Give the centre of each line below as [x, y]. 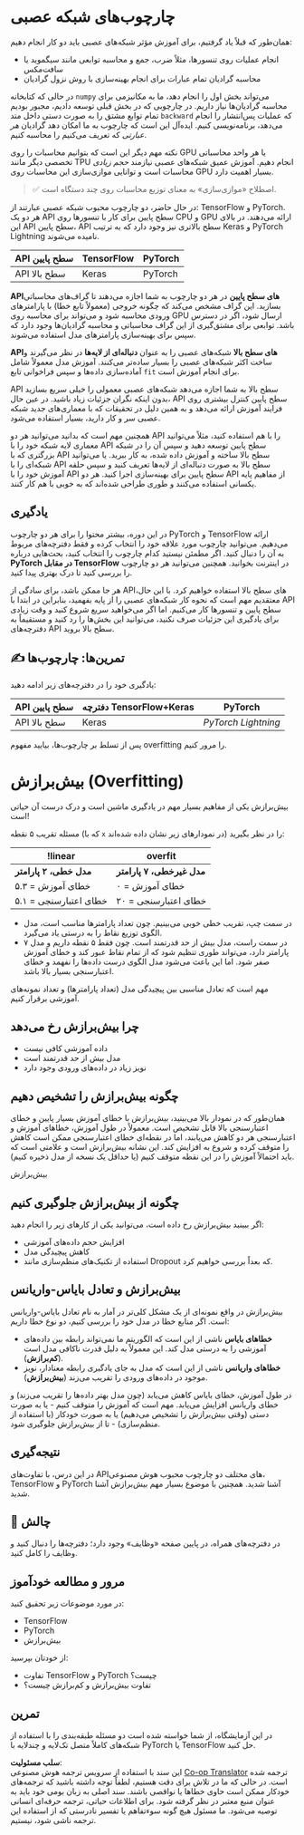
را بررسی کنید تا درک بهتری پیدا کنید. [71, 572]
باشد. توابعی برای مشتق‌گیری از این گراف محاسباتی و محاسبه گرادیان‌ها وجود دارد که [152, 324]
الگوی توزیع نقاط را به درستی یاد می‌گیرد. [92, 932]
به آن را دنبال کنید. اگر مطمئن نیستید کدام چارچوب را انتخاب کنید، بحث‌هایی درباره [147, 553]
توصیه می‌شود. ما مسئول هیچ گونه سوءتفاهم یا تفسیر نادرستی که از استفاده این [144, 1811]
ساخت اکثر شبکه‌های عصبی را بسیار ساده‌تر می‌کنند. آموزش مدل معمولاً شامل [141, 362]
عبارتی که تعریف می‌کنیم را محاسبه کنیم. [79, 134]
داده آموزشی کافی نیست [65, 1048]
